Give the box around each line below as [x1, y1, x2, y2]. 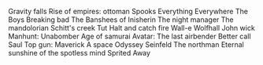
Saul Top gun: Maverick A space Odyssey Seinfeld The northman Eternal [8, 40, 244, 49]
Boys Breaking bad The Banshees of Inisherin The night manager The [8, 15, 234, 24]
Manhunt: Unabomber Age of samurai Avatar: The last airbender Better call [8, 31, 251, 41]
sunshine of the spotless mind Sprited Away [8, 49, 151, 57]
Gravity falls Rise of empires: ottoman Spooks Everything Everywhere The [8, 7, 248, 16]
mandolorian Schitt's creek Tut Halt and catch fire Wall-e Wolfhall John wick [8, 23, 256, 32]
